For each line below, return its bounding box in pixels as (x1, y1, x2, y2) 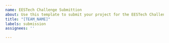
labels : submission (5, 21, 46, 26)
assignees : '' (5, 26, 35, 31)
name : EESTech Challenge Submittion (5, 7, 82, 12)
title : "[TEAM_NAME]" (5, 16, 51, 21)
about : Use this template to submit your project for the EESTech (5, 12, 147, 17)
